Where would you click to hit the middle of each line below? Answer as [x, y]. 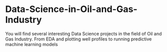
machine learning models [32, 44]
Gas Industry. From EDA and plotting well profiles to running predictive [78, 39]
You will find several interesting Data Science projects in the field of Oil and [83, 33]
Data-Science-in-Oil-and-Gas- [71, 9]
